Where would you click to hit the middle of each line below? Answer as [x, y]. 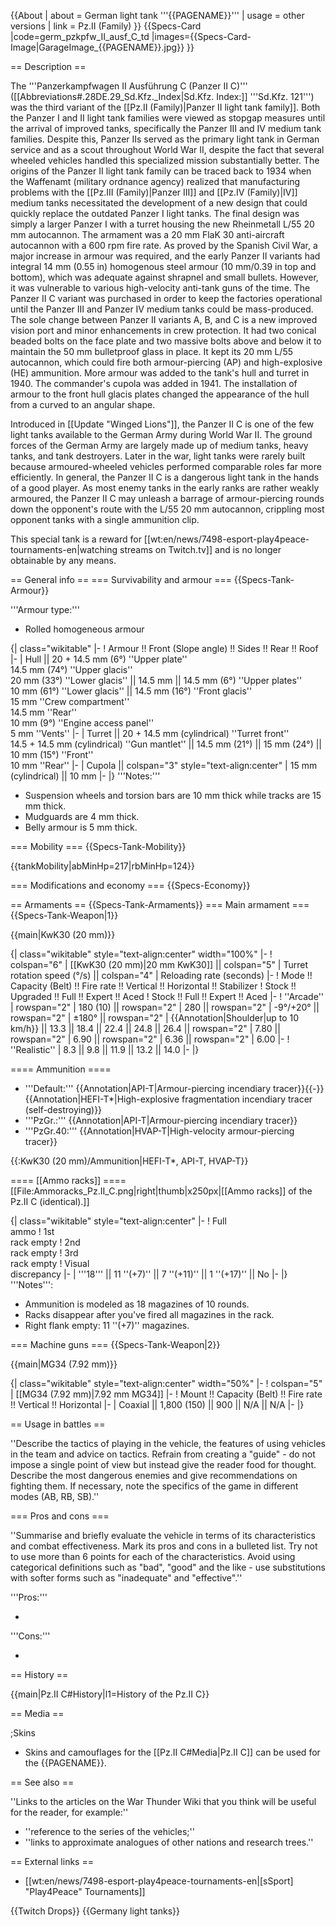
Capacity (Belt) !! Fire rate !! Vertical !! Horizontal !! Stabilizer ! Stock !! [153, 986]
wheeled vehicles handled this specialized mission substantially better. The [165, 160]
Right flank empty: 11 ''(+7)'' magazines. [107, 1325]
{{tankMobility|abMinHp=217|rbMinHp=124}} [103, 866]
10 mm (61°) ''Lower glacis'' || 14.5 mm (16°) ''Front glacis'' [131, 691]
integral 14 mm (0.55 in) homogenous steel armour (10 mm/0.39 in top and [163, 266]
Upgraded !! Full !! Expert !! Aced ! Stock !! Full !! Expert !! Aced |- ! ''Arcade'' [167, 996]
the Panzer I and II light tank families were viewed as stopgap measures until [168, 118]
